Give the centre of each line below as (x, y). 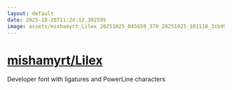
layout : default (30, 13)
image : (17, 26)
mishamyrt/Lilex (55, 60)
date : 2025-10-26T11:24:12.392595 (57, 20)
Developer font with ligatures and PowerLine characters (86, 79)
